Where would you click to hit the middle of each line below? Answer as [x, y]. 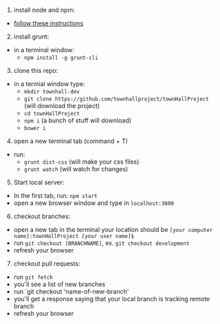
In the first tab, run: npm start [55, 196]
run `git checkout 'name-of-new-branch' [71, 291]
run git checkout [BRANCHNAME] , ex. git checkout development [101, 243]
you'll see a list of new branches [59, 284]
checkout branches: [42, 216]
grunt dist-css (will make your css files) [81, 162]
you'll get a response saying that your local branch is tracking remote [112, 299]
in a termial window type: [49, 84]
